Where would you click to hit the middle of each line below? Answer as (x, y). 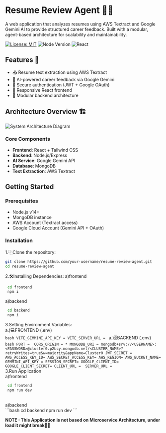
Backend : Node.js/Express (40, 155)
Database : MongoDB (34, 166)
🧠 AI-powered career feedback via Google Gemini (63, 79)
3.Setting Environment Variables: (39, 325)
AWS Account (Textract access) (45, 222)
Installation (19, 240)
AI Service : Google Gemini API (44, 160)
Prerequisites (22, 201)
